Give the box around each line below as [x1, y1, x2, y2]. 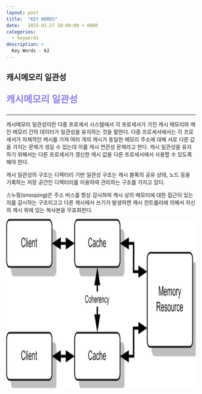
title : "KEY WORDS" [6, 16, 58, 22]
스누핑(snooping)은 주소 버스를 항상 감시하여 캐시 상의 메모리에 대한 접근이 [6, 191, 182, 199]
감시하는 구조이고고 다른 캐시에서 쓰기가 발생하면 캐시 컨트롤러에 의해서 [17, 199, 185, 206]
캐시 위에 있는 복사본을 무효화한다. [12, 206, 93, 214]
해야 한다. [6, 158, 29, 165]
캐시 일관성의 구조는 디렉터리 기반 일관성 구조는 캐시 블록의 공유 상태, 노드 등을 [6, 171, 191, 179]
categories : [6, 29, 36, 35]
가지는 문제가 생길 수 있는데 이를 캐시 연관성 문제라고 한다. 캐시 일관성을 [12, 143, 181, 150]
